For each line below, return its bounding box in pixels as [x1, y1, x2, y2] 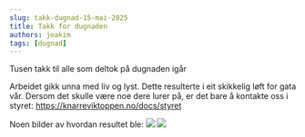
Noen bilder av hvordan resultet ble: [9, 119, 144, 130]
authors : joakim [9, 30, 71, 39]
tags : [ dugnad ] [9, 38, 67, 48]
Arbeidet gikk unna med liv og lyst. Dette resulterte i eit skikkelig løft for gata [9, 81, 297, 92]
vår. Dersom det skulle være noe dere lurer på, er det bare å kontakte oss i [9, 91, 289, 102]
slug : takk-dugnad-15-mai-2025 [9, 13, 128, 23]
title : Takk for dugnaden [9, 22, 107, 31]
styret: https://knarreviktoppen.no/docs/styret [9, 101, 182, 112]
